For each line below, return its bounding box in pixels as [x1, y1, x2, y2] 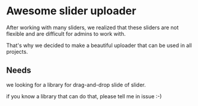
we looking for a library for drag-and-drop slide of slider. [6, 81, 146, 88]
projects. [6, 48, 28, 55]
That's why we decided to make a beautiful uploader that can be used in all [6, 42, 192, 49]
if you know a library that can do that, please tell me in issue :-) [6, 92, 162, 99]
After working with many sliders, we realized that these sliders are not [6, 24, 179, 31]
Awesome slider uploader [6, 4, 137, 18]
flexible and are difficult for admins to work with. [6, 30, 126, 37]
